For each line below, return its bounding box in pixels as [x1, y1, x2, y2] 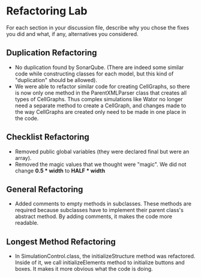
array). [14, 154, 32, 161]
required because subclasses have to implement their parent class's [14, 207, 184, 214]
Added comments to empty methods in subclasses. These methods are [14, 200, 192, 207]
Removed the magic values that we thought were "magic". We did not [14, 161, 187, 168]
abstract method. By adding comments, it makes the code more [14, 213, 173, 220]
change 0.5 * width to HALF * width [14, 167, 106, 174]
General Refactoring [6, 184, 83, 194]
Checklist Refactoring [6, 132, 90, 142]
